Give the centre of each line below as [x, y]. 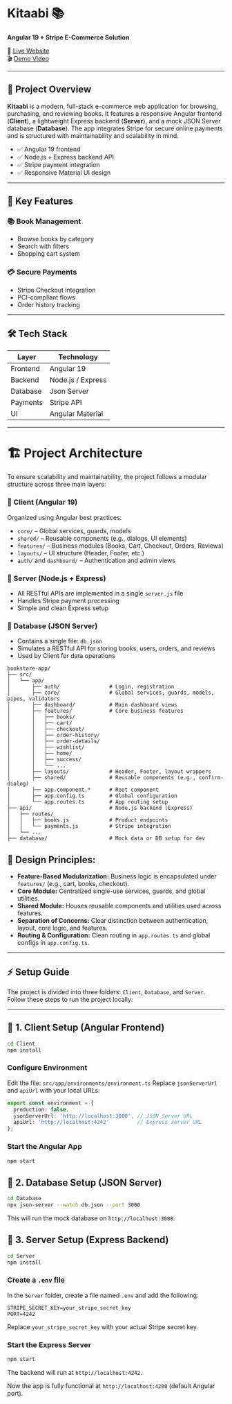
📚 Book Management [44, 221]
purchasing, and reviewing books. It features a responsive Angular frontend [115, 113]
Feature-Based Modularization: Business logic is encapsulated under [117, 876]
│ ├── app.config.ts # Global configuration [92, 796]
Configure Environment [47, 1068]
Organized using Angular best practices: [65, 517]
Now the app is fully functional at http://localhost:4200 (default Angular [111, 1386]
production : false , [41, 1109]
